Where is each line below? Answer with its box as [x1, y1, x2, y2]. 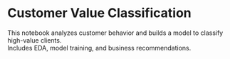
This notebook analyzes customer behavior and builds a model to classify [7, 28, 224, 37]
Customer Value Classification [7, 5, 192, 21]
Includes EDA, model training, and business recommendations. [7, 43, 192, 52]
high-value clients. [7, 36, 62, 44]
